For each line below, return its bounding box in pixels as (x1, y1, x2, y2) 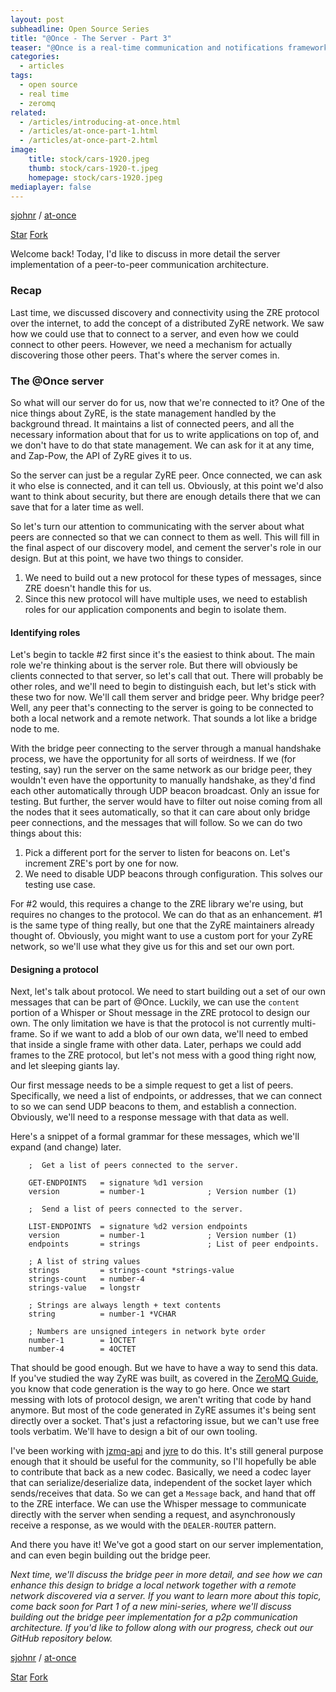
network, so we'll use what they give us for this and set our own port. (10, 941, 295, 953)
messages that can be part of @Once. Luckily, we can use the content (10, 996, 300, 1008)
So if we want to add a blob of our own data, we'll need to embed (39, 1028, 309, 1040)
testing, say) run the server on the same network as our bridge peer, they (10, 764, 313, 776)
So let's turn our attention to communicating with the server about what (10, 520, 305, 532)
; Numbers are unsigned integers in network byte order (28, 1327, 267, 1337)
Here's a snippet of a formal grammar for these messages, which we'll (10, 1131, 300, 1143)
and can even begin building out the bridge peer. (10, 1549, 212, 1561)
